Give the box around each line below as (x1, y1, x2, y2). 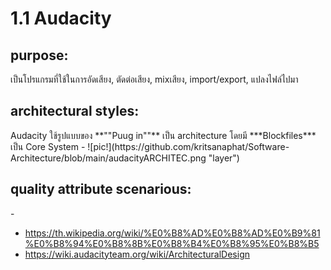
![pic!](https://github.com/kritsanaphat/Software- (87, 140, 290, 152)
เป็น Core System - (10, 140, 86, 152)
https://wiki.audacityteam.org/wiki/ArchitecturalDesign (24, 248, 251, 260)
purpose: (10, 47, 69, 64)
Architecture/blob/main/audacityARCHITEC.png (10, 152, 207, 164)
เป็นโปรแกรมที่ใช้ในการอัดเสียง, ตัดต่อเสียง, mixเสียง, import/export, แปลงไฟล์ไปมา (10, 73, 299, 85)
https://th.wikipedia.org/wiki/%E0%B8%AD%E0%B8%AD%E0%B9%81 (24, 227, 321, 239)
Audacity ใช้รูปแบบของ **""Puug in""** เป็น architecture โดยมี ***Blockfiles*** (10, 129, 317, 141)
